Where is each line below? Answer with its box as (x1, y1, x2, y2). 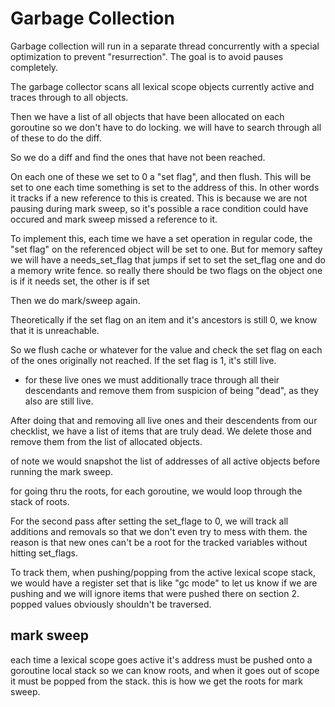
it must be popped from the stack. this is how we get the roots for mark (10, 675, 304, 687)
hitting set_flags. (10, 547, 78, 559)
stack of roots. (10, 495, 70, 507)
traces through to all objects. (10, 91, 129, 103)
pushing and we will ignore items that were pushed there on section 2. (10, 587, 300, 599)
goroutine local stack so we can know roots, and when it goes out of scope (10, 664, 320, 676)
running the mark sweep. (10, 465, 113, 477)
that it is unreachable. (10, 324, 100, 336)
